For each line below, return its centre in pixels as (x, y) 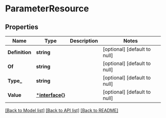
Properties (22, 27)
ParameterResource (47, 9)
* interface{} (51, 95)
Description (84, 41)
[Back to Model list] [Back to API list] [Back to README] (62, 110)
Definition (20, 52)
